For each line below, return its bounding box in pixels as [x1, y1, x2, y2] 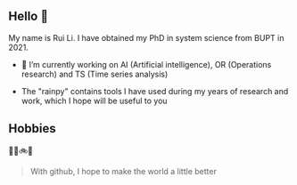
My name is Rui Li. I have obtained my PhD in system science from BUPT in [8, 32, 285, 43]
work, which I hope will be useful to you [21, 95, 168, 106]
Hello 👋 [8, 9, 49, 24]
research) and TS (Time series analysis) [21, 68, 169, 79]
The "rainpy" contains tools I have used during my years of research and [21, 85, 289, 96]
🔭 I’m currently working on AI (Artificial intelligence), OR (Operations [21, 59, 272, 69]
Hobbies [8, 121, 57, 136]
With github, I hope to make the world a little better [29, 165, 218, 176]
